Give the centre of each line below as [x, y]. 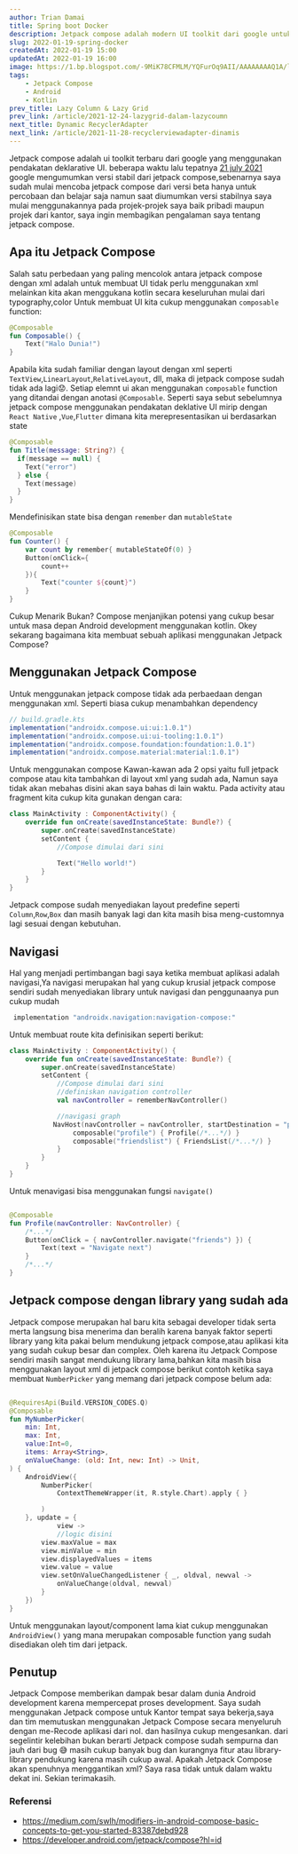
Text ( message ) [51, 483]
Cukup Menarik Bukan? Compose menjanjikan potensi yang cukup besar [142, 616]
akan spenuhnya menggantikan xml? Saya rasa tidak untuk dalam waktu [141, 1769]
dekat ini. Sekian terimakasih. [63, 1779]
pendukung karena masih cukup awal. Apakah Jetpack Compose [153, 1760]
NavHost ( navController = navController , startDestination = [166, 1124]
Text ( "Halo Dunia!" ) [63, 344]
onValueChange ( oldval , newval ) [114, 1584]
